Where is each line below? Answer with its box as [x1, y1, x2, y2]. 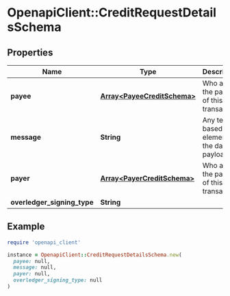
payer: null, [13, 271, 51, 277]
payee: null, [13, 258, 51, 264]
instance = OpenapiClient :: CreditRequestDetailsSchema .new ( [7, 251, 183, 258]
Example [7, 221, 45, 232]
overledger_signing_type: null [13, 277, 103, 284]
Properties [7, 47, 53, 58]
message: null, [13, 264, 57, 271]
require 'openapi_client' [7, 238, 81, 246]
